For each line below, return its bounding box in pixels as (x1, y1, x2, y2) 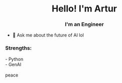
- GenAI (5, 61, 22, 67)
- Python (5, 56, 24, 62)
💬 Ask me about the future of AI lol (12, 32, 84, 38)
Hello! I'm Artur (52, 3, 117, 14)
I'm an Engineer (65, 21, 104, 28)
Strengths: (5, 44, 32, 51)
